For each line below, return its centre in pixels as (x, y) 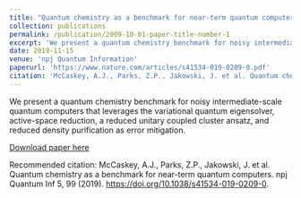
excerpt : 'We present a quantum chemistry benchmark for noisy (130, 43)
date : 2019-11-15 (42, 51)
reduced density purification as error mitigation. (98, 130)
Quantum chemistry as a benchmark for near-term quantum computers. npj (149, 174)
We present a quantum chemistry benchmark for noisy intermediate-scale (146, 101)
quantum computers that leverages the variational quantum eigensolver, (142, 111)
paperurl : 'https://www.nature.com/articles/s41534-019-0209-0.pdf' (140, 68)
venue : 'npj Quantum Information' (74, 59)
